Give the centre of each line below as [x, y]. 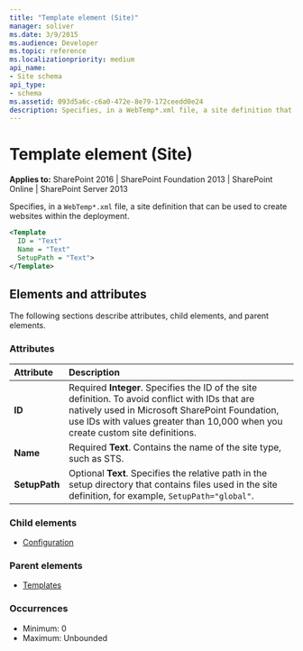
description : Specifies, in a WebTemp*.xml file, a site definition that [151, 110]
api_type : [28, 85]
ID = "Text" [40, 241]
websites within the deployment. [69, 216]
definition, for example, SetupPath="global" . [161, 495]
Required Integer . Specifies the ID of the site [163, 387]
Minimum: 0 [45, 628]
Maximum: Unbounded [65, 637]
